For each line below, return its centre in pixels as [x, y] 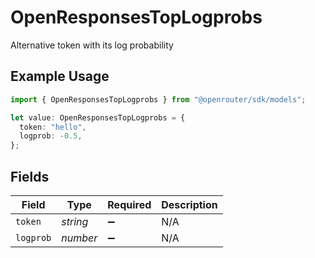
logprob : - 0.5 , [51, 136]
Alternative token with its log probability [92, 45]
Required [129, 204]
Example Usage [60, 76]
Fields [30, 176]
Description [189, 204]
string [75, 221]
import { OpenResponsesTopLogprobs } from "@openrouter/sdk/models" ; [158, 99]
